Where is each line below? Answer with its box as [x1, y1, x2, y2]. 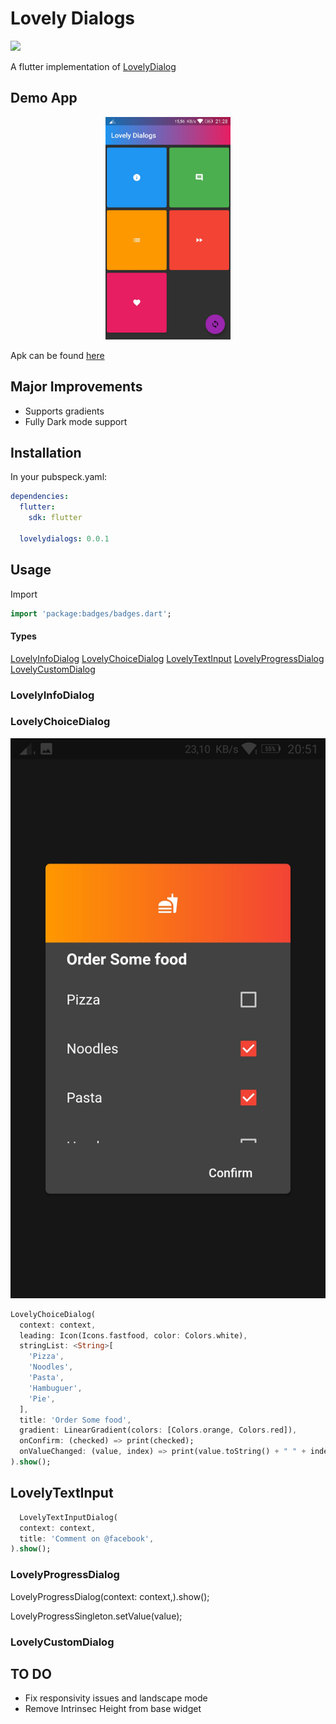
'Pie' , [28, 1393, 56, 1404]
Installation [10, 444, 82, 461]
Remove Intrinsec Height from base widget [24, 1703, 202, 1715]
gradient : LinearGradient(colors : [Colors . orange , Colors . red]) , [19, 1425, 298, 1436]
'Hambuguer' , [28, 1383, 83, 1393]
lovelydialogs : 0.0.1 [19, 533, 110, 544]
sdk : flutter [28, 513, 83, 523]
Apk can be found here [10, 349, 105, 361]
